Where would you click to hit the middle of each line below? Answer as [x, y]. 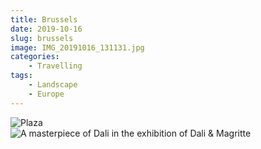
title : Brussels [44, 19]
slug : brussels [42, 38]
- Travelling [55, 66]
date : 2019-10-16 [46, 29]
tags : [21, 76]
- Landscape [53, 85]
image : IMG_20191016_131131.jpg [77, 47]
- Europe [46, 94]
